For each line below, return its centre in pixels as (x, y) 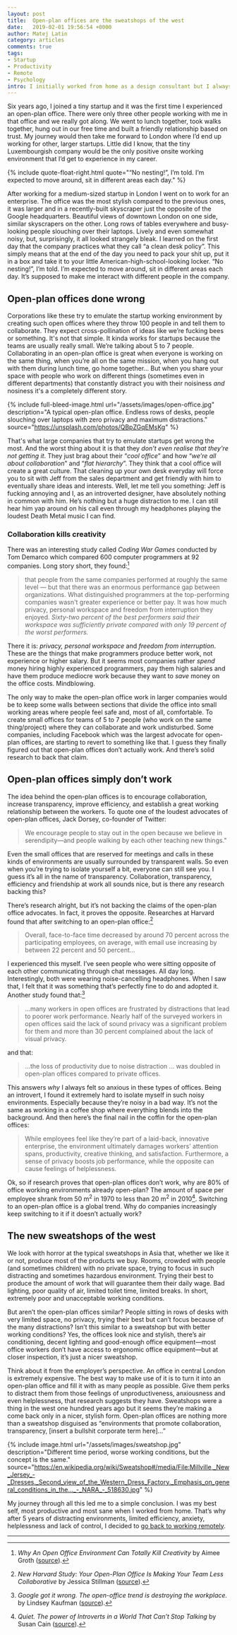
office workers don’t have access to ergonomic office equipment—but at (113, 1349)
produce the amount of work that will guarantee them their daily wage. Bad (116, 1283)
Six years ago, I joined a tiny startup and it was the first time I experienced (115, 106)
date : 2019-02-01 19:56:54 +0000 (60, 27)
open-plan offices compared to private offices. (92, 1074)
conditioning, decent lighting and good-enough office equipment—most (112, 1342)
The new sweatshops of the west (82, 1236)
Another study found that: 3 (47, 994)
